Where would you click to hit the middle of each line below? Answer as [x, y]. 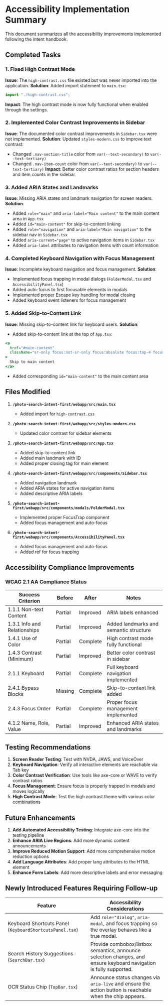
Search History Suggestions [40, 953]
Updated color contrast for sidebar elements [65, 433]
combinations [26, 802]
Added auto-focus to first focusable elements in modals [70, 290]
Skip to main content [32, 362]
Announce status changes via [125, 977]
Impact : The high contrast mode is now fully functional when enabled [77, 104]
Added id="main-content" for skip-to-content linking [66, 224]
